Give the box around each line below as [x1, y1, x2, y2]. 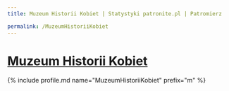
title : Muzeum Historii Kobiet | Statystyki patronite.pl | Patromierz [7, 10, 222, 17]
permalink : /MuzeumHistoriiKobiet [7, 22, 109, 30]
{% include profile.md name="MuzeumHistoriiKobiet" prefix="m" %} [7, 76, 206, 85]
